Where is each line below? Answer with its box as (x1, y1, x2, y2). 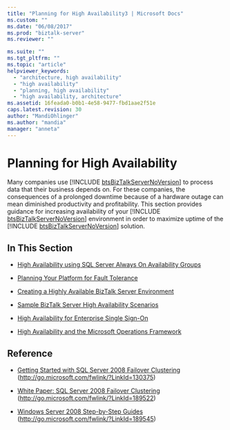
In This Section (7, 242, 73, 254)
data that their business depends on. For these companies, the (7, 185, 186, 194)
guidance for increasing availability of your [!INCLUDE (7, 207, 161, 216)
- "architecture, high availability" (13, 74, 122, 81)
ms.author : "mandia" (7, 119, 67, 126)
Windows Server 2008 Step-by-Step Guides (17, 407, 144, 415)
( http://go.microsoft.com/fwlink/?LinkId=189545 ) (17, 415, 157, 423)
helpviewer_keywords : (7, 67, 70, 75)
